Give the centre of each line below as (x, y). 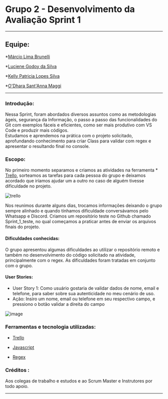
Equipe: (17, 44)
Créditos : (17, 370)
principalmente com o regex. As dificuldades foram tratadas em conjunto (80, 260)
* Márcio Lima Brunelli (27, 57)
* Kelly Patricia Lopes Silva (32, 76)
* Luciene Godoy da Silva (31, 66)
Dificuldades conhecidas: (32, 238)
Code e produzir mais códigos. (37, 130)
